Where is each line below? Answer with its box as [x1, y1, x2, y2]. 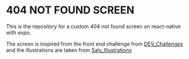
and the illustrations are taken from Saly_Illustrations [6, 46, 132, 53]
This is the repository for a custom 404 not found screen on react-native [6, 23, 181, 30]
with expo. [6, 29, 32, 36]
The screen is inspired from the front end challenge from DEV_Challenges [6, 40, 183, 47]
